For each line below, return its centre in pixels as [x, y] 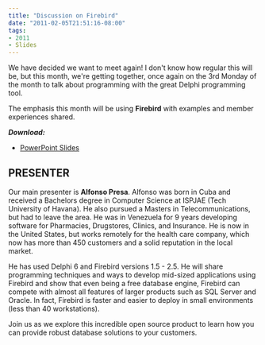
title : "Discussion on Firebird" [63, 16]
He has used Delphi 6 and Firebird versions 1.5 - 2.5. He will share [116, 266]
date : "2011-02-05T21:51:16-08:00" [67, 23]
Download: [27, 133]
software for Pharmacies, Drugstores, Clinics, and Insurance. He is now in [129, 225]
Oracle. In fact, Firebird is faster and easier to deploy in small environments [131, 300]
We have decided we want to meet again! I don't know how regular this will [131, 68]
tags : [17, 30]
